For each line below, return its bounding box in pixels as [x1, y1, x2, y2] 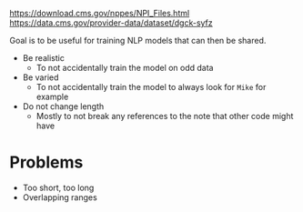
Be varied [22, 72, 59, 83]
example [35, 91, 69, 102]
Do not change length [22, 101, 105, 112]
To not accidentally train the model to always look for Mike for [35, 82, 267, 92]
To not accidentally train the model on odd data [35, 63, 214, 73]
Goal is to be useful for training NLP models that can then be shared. [9, 35, 267, 45]
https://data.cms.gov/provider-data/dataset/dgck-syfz [9, 17, 214, 28]
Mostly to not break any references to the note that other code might [35, 111, 294, 121]
